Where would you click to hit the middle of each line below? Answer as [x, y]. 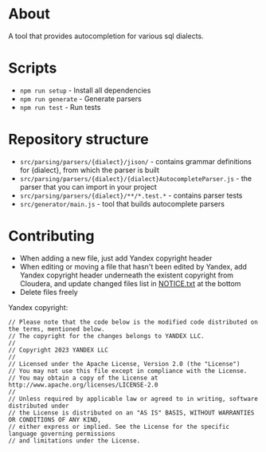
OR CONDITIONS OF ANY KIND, [55, 419]
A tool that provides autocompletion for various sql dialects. [106, 36]
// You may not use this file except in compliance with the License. [128, 371]
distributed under [39, 406]
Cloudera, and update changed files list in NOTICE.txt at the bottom [130, 283]
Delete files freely [49, 292]
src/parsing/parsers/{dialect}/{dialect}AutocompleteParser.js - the [136, 178]
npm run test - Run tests [60, 107]
